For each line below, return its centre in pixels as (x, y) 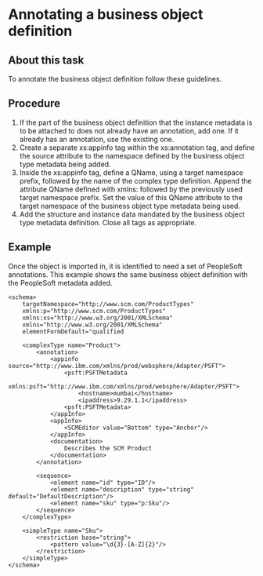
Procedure (34, 104)
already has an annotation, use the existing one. (97, 139)
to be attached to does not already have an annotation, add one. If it (129, 130)
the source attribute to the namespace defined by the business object (132, 155)
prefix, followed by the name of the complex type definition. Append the (135, 180)
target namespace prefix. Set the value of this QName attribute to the (131, 197)
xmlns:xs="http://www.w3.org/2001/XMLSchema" (98, 318)
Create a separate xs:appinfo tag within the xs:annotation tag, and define (137, 148)
